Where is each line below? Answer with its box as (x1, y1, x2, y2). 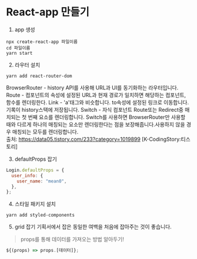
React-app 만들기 (6, 5, 90, 19)
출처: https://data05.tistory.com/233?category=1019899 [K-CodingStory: (6, 135, 181, 142)
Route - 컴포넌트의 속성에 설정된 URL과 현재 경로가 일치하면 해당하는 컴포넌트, (6, 91, 186, 98)
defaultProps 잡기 (14, 155, 57, 162)
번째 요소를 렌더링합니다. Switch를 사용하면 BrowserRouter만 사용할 (28, 113, 186, 121)
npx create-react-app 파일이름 (6, 39, 78, 45)
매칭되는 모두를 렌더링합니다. (12, 128, 79, 135)
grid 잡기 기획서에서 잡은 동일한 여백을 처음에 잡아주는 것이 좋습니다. (14, 223, 172, 230)
